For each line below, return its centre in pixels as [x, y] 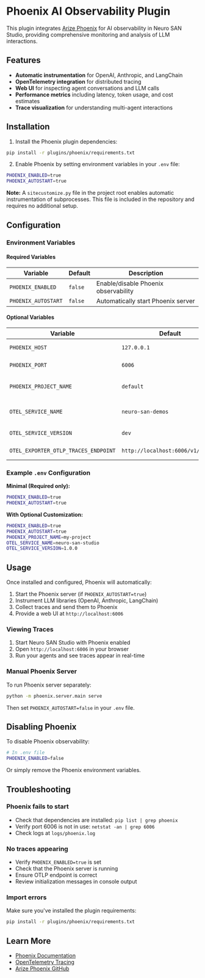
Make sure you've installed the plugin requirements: [71, 911]
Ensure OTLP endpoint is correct [56, 875]
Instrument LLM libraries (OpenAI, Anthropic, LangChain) [87, 600]
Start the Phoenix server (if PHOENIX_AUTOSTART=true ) [81, 594]
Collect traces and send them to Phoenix [66, 607]
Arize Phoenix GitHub [42, 969]
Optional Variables [31, 317]
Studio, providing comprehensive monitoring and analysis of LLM [88, 34]
